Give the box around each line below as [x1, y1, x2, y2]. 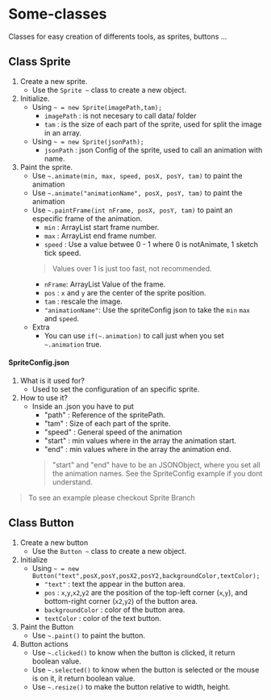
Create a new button [19, 538, 89, 547]
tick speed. [44, 248, 81, 258]
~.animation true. [44, 339, 102, 349]
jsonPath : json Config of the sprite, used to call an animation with [44, 145, 263, 154]
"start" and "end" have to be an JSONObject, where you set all [52, 459, 261, 469]
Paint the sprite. [19, 162, 73, 172]
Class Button [8, 516, 74, 530]
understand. [52, 477, 93, 487]
